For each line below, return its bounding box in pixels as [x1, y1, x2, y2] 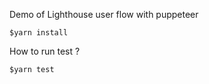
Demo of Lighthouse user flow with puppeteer [9, 9, 199, 20]
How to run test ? [9, 45, 81, 57]
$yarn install [9, 28, 69, 38]
